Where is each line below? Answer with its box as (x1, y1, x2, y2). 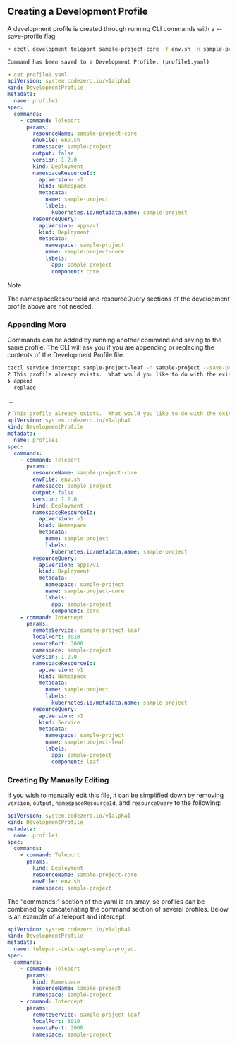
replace (13, 384, 37, 391)
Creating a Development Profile (7, 6, 148, 18)
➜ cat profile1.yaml (7, 71, 68, 78)
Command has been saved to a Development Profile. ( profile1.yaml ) (7, 58, 210, 66)
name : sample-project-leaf (44, 739, 125, 746)
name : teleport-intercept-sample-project (13, 945, 138, 953)
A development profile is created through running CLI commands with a (7, 24, 215, 32)
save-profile (7, 32, 43, 40)
